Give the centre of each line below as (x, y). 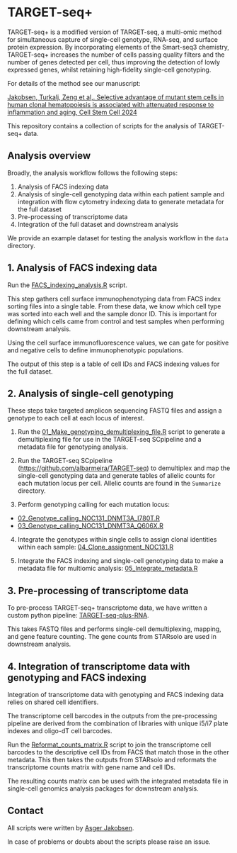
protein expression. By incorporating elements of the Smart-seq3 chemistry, (118, 47)
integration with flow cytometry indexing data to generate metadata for (121, 201)
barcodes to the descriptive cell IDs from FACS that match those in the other (118, 752)
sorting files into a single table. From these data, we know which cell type (114, 306)
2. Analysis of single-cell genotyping (91, 393)
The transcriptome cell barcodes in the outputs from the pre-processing (112, 716)
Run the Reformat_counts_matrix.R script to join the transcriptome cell (109, 745)
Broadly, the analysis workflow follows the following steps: (93, 173)
